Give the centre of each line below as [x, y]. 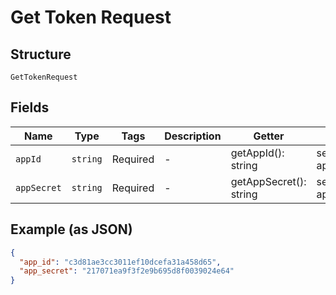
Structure [41, 54]
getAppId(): [257, 153]
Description [193, 136]
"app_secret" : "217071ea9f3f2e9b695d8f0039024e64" [127, 271]
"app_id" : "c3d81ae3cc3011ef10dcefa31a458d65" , [120, 262]
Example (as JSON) [71, 229]
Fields [30, 107]
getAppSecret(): [268, 181]
